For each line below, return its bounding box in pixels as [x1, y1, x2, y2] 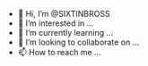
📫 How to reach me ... [17, 47, 101, 57]
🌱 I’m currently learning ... [17, 28, 114, 37]
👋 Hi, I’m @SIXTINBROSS [17, 9, 110, 19]
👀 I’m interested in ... [17, 18, 94, 29]
